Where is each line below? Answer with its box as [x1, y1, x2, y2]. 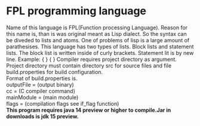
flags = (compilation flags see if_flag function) [6, 100, 119, 107]
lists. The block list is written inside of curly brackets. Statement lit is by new [6, 49, 194, 56]
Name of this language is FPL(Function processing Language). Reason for [6, 24, 188, 31]
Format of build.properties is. [6, 75, 78, 82]
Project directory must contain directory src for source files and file [6, 62, 172, 69]
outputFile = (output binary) [6, 81, 75, 88]
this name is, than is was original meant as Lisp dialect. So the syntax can [6, 30, 187, 37]
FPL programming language [6, 4, 147, 18]
